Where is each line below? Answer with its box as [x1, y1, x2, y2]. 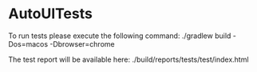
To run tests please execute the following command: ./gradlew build [8, 31, 231, 40]
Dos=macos [8, 39, 49, 48]
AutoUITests [8, 5, 93, 23]
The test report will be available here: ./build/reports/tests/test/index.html [8, 55, 249, 64]
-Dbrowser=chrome [49, 39, 115, 48]
